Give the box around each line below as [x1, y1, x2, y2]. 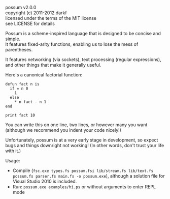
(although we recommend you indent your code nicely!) [5, 127, 122, 133]
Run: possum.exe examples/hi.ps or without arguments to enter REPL [12, 184, 156, 190]
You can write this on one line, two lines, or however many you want [5, 122, 148, 128]
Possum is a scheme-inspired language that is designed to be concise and [5, 31, 161, 36]
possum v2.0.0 [5, 5, 37, 10]
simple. [5, 36, 21, 42]
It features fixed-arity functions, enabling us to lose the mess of [5, 41, 139, 47]
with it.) [5, 148, 21, 154]
